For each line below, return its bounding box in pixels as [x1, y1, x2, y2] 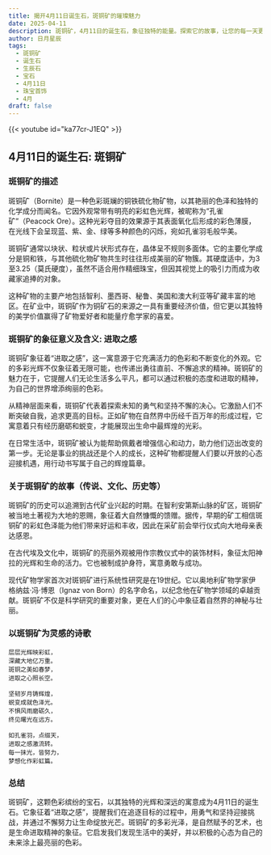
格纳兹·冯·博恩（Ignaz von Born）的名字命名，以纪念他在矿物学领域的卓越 [8, 586, 254, 595]
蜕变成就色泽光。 [8, 698, 57, 706]
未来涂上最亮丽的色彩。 [8, 838, 86, 847]
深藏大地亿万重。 [8, 657, 57, 665]
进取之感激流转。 [8, 739, 57, 748]
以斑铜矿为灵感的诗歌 [8, 628, 91, 639]
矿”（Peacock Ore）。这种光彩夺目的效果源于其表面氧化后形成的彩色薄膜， [8, 216, 256, 226]
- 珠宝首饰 [15, 87, 48, 95]
